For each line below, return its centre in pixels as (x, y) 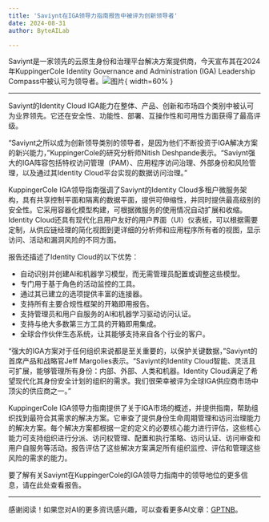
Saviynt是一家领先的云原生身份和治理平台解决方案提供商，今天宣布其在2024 (134, 62)
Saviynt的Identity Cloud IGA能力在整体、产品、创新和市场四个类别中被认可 (131, 106)
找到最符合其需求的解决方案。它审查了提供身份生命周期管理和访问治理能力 (138, 418)
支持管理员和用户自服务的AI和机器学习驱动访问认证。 (108, 314)
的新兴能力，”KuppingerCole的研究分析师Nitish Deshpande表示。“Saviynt (128, 153)
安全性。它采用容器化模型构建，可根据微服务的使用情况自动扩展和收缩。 (127, 210)
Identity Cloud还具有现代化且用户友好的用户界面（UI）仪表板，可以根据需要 (133, 220)
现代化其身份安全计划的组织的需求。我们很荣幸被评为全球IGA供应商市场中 (137, 381)
